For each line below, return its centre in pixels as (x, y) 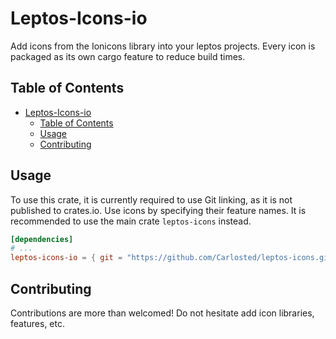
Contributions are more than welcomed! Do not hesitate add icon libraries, (162, 313)
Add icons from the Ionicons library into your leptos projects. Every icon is (163, 46)
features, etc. (37, 323)
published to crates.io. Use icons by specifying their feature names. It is (158, 210)
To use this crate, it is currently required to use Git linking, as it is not (151, 199)
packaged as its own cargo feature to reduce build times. (128, 56)
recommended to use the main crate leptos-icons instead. (131, 221)
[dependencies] (42, 239)
